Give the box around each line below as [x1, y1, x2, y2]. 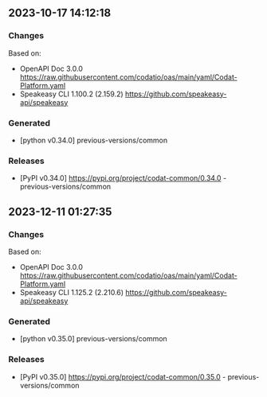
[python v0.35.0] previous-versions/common [19, 334, 167, 344]
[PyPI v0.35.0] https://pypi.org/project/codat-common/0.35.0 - [19, 372, 226, 381]
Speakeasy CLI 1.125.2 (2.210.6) [19, 287, 124, 297]
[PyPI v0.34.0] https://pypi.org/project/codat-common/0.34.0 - [19, 173, 227, 183]
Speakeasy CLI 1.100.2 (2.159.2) [19, 89, 124, 99]
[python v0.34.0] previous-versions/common [19, 135, 168, 145]
